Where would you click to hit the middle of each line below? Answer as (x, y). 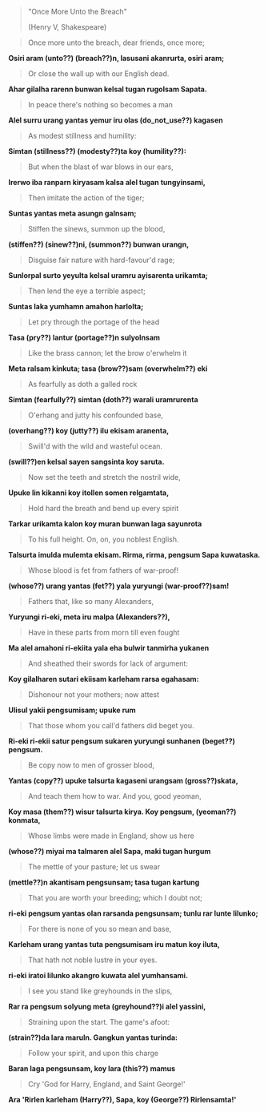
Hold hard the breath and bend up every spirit (103, 508)
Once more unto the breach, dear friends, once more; (116, 42)
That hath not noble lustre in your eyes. (92, 960)
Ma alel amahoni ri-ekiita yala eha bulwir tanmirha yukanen (109, 648)
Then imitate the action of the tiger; (86, 198)
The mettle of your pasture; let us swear (94, 867)
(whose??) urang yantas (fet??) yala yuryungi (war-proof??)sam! (119, 586)
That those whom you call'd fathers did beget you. (111, 725)
